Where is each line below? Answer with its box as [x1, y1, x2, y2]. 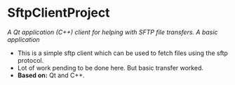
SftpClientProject [7, 5, 110, 21]
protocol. [17, 56, 44, 64]
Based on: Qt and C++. [17, 71, 86, 79]
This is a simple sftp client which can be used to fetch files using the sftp [17, 49, 228, 57]
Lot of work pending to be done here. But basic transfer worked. [17, 63, 203, 72]
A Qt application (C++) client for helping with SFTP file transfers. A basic [7, 28, 218, 36]
